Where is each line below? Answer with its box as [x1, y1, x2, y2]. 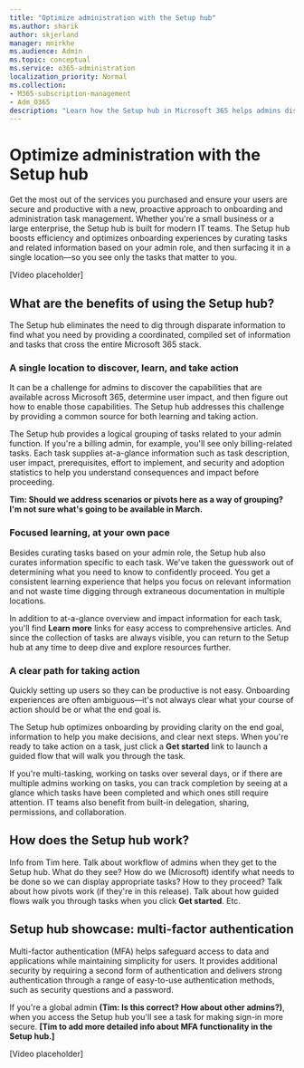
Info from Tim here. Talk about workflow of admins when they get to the [9, 857, 278, 868]
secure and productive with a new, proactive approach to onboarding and [9, 204, 283, 215]
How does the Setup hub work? [9, 832, 190, 848]
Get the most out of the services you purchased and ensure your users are [9, 194, 288, 205]
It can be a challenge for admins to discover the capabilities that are [9, 382, 262, 393]
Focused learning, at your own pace [9, 526, 170, 539]
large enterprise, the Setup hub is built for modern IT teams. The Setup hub [9, 223, 290, 234]
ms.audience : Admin [9, 47, 83, 56]
